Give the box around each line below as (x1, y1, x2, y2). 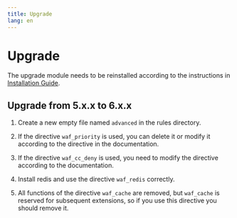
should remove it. (17, 204, 69, 212)
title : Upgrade (7, 10, 53, 18)
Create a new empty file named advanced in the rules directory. (17, 118, 201, 127)
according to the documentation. (17, 161, 114, 170)
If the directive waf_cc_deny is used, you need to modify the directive (17, 154, 218, 162)
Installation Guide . (7, 79, 60, 88)
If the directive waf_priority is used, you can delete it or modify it (17, 133, 211, 141)
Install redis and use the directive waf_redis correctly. (17, 175, 175, 184)
